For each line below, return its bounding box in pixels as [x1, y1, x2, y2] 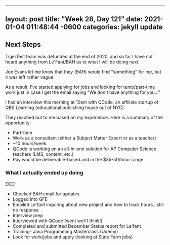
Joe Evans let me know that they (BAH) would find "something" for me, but [5, 69, 161, 75]
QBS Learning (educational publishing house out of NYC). [5, 104, 125, 111]
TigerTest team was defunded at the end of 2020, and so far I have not [5, 54, 153, 60]
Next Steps [5, 40, 41, 49]
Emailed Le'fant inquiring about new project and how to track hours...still [12, 201, 164, 207]
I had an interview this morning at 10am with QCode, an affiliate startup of [5, 99, 159, 106]
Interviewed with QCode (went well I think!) [12, 218, 103, 224]
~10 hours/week [12, 141, 47, 147]
